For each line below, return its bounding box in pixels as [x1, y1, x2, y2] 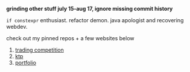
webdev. [6, 23, 28, 30]
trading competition [14, 46, 65, 53]
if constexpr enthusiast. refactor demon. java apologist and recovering [6, 17, 184, 23]
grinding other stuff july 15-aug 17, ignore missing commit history [6, 5, 173, 12]
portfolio [14, 59, 36, 66]
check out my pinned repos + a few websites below [6, 35, 135, 41]
